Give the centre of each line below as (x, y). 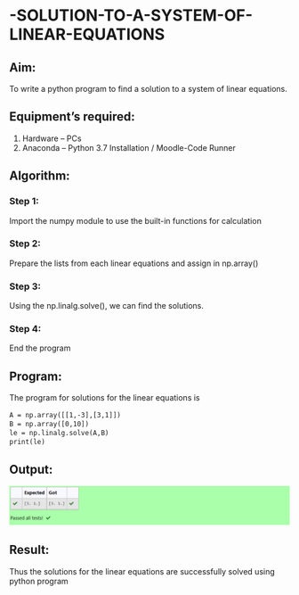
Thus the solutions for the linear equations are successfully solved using (142, 571)
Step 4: (25, 329)
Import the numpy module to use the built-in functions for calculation (136, 220)
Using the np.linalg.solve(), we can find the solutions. (107, 306)
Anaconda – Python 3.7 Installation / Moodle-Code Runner (129, 147)
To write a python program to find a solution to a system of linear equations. (148, 89)
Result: (29, 550)
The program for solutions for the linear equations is (105, 398)
